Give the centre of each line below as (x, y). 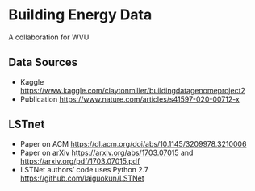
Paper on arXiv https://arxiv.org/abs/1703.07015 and (107, 152)
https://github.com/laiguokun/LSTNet (82, 178)
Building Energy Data (80, 15)
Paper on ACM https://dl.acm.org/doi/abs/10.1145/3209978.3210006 (133, 143)
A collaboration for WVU (49, 37)
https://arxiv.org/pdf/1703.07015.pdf (80, 161)
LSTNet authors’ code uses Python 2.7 (84, 169)
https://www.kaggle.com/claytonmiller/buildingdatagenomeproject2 (133, 90)
